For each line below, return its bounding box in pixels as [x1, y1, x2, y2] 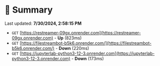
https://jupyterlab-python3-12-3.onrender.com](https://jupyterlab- [21, 50, 155, 56]
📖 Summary [4, 4, 53, 16]
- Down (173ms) [71, 55, 104, 61]
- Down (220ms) [55, 45, 89, 51]
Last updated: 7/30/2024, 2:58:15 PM [4, 20, 82, 26]
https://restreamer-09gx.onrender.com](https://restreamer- [21, 30, 141, 35]
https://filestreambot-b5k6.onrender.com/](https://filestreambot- [21, 40, 152, 46]
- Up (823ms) [54, 35, 82, 41]
